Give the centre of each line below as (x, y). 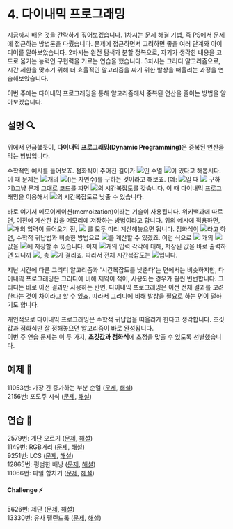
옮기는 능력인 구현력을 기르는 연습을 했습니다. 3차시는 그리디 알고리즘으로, (120, 61)
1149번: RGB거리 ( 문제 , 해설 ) (46, 447)
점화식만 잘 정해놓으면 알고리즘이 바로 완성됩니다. (87, 328)
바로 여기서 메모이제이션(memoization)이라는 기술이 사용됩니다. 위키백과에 (109, 211)
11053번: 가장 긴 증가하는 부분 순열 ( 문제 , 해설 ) (70, 388)
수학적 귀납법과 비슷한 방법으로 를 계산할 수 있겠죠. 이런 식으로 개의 (115, 237)
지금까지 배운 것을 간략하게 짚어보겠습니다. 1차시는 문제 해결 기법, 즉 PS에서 (110, 35)
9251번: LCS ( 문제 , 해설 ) (41, 456)
